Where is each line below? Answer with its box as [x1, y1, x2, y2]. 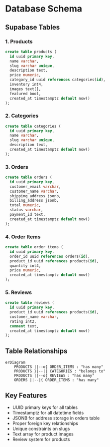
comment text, [9, 323, 39, 328]
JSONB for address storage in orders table [12, 415, 100, 421]
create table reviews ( [5, 300, 55, 305]
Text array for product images [12, 431, 74, 437]
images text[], [9, 86, 41, 92]
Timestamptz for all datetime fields [12, 409, 84, 415]
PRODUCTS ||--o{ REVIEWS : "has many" [14, 373, 95, 378]
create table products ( [5, 49, 57, 54]
